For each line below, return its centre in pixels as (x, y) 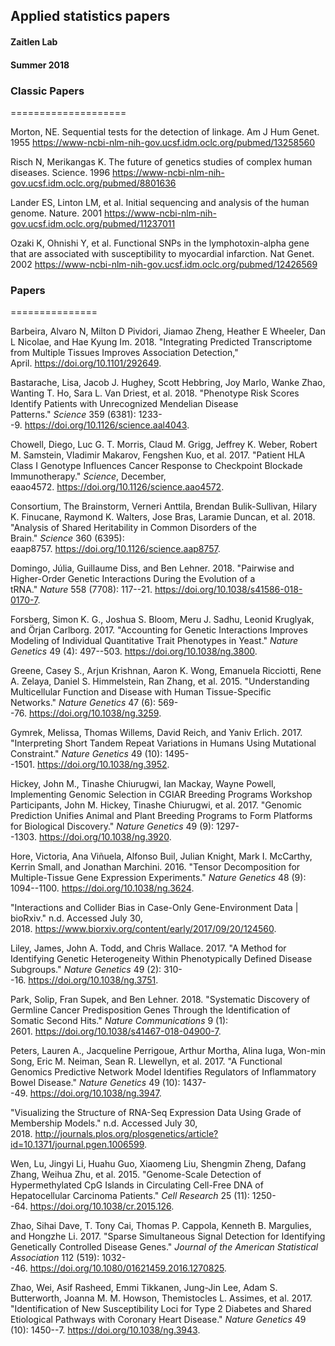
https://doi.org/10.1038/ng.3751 (92, 980)
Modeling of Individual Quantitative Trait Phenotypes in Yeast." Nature (154, 641)
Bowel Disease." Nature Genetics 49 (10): (95, 1083)
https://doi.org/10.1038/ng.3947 (94, 1093)
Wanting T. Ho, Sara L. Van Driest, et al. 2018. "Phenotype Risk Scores (155, 393)
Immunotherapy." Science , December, (88, 476)
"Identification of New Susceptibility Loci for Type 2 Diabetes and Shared (161, 1309)
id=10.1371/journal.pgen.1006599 (77, 1145)
